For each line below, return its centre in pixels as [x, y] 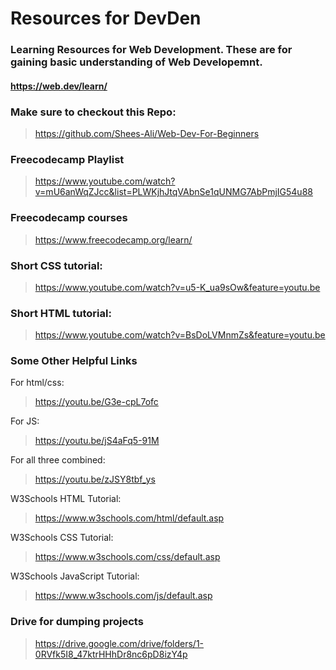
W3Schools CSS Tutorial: [62, 538]
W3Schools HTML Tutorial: [66, 499]
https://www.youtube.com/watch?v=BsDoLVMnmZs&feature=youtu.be [180, 335]
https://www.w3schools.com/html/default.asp [129, 518]
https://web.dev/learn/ [59, 86]
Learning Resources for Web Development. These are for [151, 50]
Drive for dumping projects [77, 622]
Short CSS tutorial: [56, 265]
